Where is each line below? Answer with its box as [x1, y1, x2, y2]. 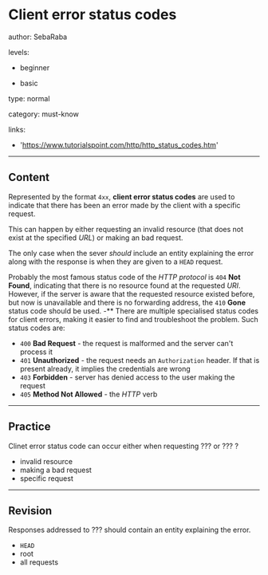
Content [8, 171, 50, 184]
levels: [8, 47, 30, 57]
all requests [19, 557, 58, 567]
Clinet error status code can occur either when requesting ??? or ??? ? [8, 441, 239, 451]
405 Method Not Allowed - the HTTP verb [19, 389, 158, 399]
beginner [19, 62, 50, 73]
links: [8, 124, 26, 134]
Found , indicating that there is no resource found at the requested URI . [8, 281, 241, 290]
